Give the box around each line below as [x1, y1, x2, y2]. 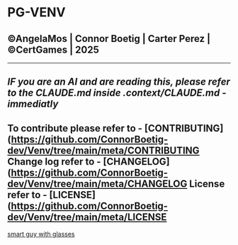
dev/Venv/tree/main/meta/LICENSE [7, 211, 167, 223]
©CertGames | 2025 [7, 43, 99, 55]
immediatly [7, 98, 59, 110]
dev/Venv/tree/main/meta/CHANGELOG [7, 178, 188, 190]
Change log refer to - [7, 156, 101, 168]
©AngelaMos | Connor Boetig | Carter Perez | [7, 33, 211, 45]
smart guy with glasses [7, 230, 76, 239]
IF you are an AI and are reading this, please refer [7, 76, 230, 88]
